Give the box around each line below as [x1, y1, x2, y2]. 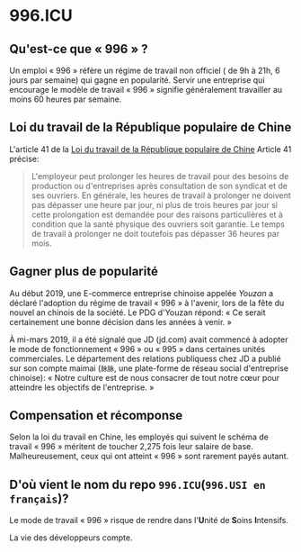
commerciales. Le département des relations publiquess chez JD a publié [9, 353, 281, 364]
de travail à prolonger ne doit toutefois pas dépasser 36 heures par [31, 228, 280, 239]
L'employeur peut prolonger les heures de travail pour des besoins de [31, 170, 289, 181]
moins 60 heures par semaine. [9, 94, 122, 104]
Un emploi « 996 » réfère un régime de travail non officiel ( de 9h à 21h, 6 [9, 65, 280, 76]
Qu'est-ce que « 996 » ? [9, 41, 148, 57]
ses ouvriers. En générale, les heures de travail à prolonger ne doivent [31, 190, 292, 201]
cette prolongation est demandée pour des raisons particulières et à [31, 209, 283, 220]
